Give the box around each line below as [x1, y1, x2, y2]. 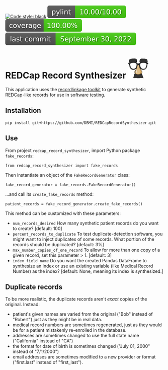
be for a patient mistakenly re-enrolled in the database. [12, 327, 127, 333]
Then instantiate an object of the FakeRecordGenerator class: [5, 172, 130, 178]
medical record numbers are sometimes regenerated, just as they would [12, 322, 162, 328]
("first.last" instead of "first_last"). [12, 359, 83, 365]
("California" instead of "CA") [12, 338, 73, 344]
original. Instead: [5, 302, 40, 308]
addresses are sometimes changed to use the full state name [12, 333, 139, 339]
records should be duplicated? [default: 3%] [12, 241, 105, 247]
